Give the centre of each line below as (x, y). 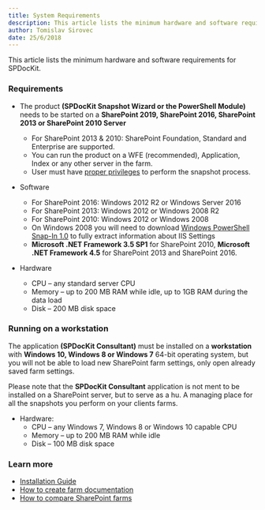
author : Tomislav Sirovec (50, 30)
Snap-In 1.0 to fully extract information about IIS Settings (123, 236)
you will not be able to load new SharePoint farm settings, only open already (132, 362)
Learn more (31, 464)
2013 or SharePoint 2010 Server (73, 122)
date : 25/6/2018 (35, 37)
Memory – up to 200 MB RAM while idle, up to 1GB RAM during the (140, 291)
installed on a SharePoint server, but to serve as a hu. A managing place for (131, 395)
